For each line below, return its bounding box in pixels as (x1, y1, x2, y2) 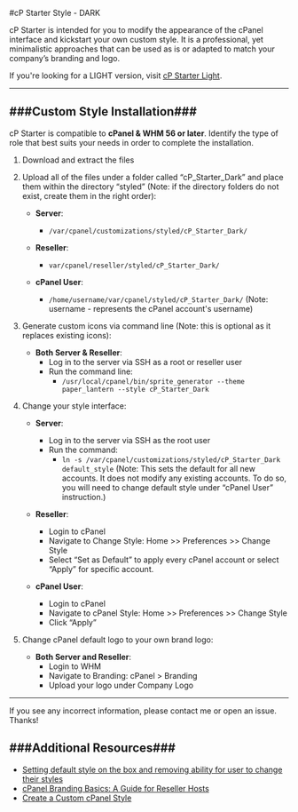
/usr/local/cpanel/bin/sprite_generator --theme (61, 377, 246, 386)
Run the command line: (48, 366, 133, 377)
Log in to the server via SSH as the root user (48, 434, 211, 445)
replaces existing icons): (21, 330, 112, 340)
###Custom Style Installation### (9, 104, 198, 119)
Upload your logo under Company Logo (48, 680, 193, 690)
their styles (21, 773, 64, 784)
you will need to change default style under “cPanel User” (61, 482, 273, 492)
